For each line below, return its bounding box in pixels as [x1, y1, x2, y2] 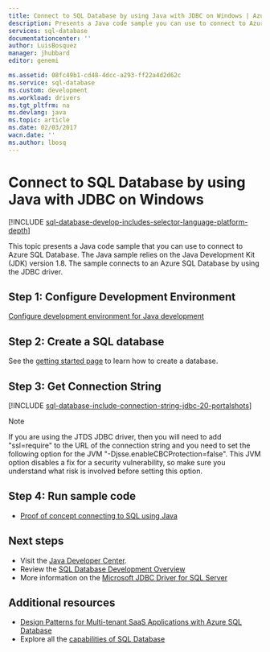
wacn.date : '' [8, 131, 56, 139]
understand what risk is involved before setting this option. [8, 466, 203, 476]
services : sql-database [8, 27, 88, 35]
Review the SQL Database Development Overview [19, 564, 186, 574]
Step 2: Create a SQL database [8, 335, 165, 349]
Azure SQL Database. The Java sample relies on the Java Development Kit [8, 250, 256, 259]
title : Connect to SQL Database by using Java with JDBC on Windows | [8, 11, 250, 20]
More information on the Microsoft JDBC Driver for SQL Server [19, 572, 227, 582]
